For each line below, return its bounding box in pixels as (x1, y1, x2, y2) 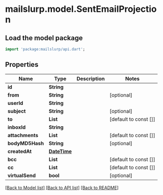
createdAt (7, 147, 32, 154)
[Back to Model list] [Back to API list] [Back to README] (5, 185, 119, 191)
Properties (5, 60, 39, 69)
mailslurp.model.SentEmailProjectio (5, 3, 157, 15)
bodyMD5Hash (7, 140, 44, 146)
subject (7, 107, 26, 114)
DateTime (49, 147, 72, 154)
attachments (7, 132, 39, 139)
